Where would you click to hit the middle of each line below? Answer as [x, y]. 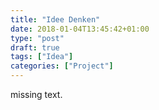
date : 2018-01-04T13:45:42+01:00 [80, 29]
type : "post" [37, 38]
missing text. [36, 94]
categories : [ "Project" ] [62, 66]
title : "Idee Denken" [55, 19]
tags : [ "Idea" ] [42, 57]
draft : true [35, 47]
